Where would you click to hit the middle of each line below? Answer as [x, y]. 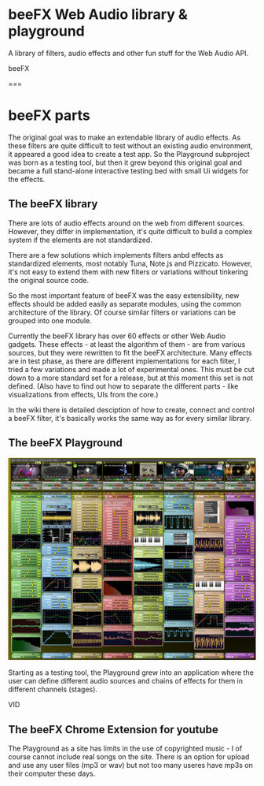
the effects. [27, 179]
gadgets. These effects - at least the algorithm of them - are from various [127, 344]
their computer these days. [52, 773]
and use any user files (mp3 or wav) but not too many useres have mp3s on [130, 766]
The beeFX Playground [66, 443]
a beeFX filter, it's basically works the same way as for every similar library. [130, 418]
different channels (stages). [53, 689]
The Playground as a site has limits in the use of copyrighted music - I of [125, 749]
